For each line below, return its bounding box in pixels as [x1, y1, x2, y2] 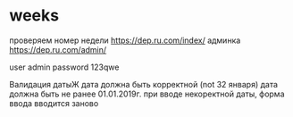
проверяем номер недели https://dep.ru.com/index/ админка [9, 35, 241, 46]
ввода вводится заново [9, 97, 99, 108]
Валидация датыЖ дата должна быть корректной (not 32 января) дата [9, 79, 279, 89]
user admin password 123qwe [9, 62, 120, 72]
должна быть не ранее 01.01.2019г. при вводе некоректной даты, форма [9, 88, 285, 99]
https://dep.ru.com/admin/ [9, 44, 107, 54]
